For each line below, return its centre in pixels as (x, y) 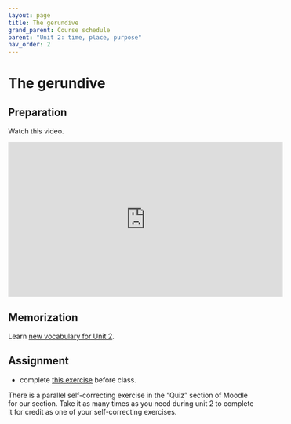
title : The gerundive (44, 23)
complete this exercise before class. (78, 380)
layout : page (29, 15)
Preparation (38, 112)
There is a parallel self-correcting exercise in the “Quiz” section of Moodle (128, 395)
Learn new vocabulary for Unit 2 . (62, 336)
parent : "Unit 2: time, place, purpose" (75, 37)
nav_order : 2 (29, 45)
